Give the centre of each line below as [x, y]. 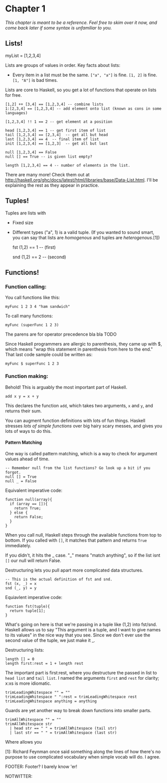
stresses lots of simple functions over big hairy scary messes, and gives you [84, 426]
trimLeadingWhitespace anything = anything [51, 701]
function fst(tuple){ [28, 606]
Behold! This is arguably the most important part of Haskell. [66, 387]
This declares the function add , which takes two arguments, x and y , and [79, 405]
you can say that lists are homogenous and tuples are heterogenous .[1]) [86, 237]
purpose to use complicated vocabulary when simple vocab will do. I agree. [83, 757]
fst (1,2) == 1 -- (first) [34, 247]
